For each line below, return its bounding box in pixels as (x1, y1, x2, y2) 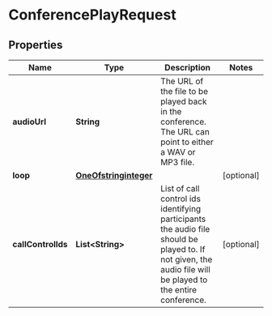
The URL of (160, 75, 204, 87)
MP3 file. (160, 156, 195, 168)
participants (160, 213, 206, 224)
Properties (8, 38, 63, 52)
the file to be (160, 86, 209, 96)
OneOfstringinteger (75, 170, 153, 181)
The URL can (160, 126, 210, 137)
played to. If (160, 244, 206, 254)
